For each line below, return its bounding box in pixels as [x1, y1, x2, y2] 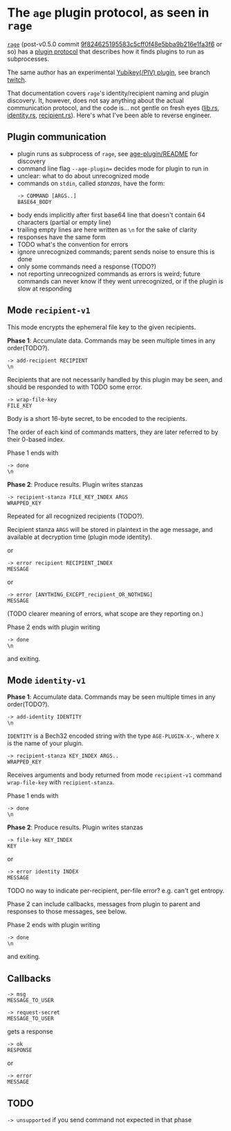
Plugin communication [7, 131, 107, 143]
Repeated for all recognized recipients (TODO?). [7, 512, 145, 520]
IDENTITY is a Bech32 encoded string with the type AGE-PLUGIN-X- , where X [7, 732, 219, 740]
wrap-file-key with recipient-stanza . [7, 778, 115, 786]
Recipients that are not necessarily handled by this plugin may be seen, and [7, 375, 223, 383]
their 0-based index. [7, 435, 66, 443]
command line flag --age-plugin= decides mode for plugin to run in [17, 164, 209, 173]
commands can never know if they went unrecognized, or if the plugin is [17, 277, 223, 285]
